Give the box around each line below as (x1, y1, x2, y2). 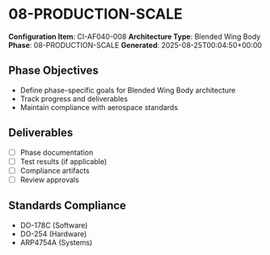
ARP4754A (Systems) (19, 237, 93, 247)
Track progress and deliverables (19, 94, 128, 104)
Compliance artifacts (19, 165, 91, 175)
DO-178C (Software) (19, 220, 88, 230)
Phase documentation (19, 147, 94, 157)
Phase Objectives (8, 64, 99, 78)
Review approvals (19, 175, 79, 185)
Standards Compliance (8, 199, 127, 213)
